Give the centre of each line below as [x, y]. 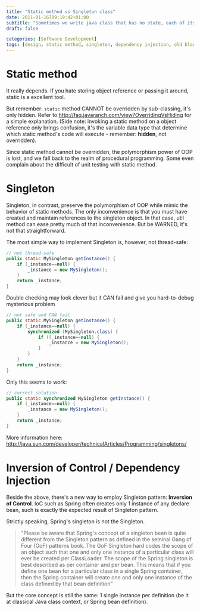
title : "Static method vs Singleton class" [61, 12]
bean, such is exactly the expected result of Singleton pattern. [82, 510]
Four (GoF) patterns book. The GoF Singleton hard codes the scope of [107, 545]
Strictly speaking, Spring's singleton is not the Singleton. [75, 521]
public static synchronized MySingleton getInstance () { [78, 398]
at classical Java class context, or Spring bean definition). [77, 601]
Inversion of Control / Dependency [93, 467]
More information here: [34, 437]
